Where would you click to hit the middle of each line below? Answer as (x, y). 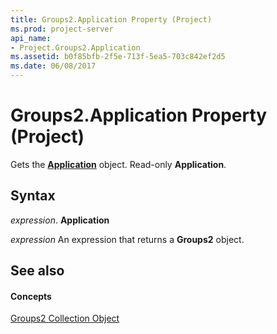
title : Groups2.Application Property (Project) (111, 19)
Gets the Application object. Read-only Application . (118, 164)
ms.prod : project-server (62, 29)
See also (37, 271)
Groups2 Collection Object (65, 318)
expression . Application (60, 220)
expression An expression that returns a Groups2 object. (127, 239)
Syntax (33, 196)
